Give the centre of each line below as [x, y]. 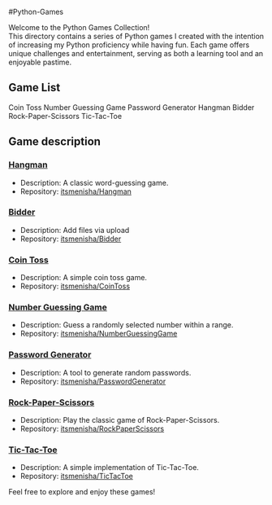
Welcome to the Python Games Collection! [79, 27]
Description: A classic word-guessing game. [94, 182]
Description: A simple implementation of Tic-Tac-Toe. [109, 468]
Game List [35, 88]
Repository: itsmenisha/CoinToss [75, 286]
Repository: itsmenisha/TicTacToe [77, 476]
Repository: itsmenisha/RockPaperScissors [92, 428]
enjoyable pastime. [40, 62]
